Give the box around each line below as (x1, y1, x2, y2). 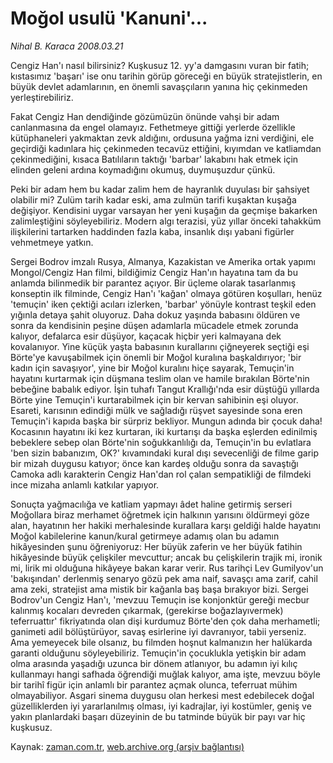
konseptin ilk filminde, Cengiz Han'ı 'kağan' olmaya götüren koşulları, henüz (10, 287, 323, 299)
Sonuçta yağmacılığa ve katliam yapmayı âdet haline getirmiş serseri (10, 498, 293, 510)
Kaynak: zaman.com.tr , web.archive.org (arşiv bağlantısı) (10, 740, 245, 752)
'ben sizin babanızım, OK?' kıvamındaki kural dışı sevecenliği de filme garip (10, 447, 320, 459)
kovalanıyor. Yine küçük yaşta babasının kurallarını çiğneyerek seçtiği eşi (10, 340, 310, 352)
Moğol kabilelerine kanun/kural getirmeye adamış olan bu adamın (10, 530, 280, 542)
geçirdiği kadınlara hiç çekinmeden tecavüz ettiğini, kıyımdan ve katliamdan (10, 142, 322, 154)
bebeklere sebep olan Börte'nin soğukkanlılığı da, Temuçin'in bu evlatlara (10, 436, 312, 448)
